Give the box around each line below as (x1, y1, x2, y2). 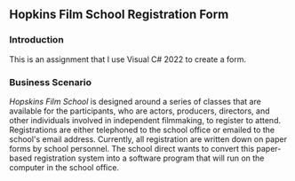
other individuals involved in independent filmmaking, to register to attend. (9, 114, 282, 125)
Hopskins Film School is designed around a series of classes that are (9, 96, 262, 106)
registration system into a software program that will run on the (34, 153, 265, 163)
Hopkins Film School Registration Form (9, 7, 229, 22)
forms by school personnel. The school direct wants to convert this (9, 143, 255, 153)
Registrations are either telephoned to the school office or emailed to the (9, 124, 275, 135)
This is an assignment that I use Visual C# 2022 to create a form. (9, 53, 247, 65)
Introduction (9, 34, 64, 46)
